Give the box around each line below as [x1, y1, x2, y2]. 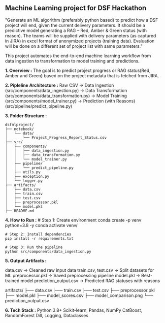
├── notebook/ [5, 127, 34, 131]
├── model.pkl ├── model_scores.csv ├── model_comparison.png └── [5, 292, 154, 298]
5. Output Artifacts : [5, 258, 47, 263]
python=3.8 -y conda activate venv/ [5, 222, 78, 228]
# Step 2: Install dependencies [5, 231, 71, 237]
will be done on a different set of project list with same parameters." [5, 43, 143, 49]
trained [5, 278, 20, 284]
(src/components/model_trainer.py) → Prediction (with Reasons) [5, 98, 135, 104]
